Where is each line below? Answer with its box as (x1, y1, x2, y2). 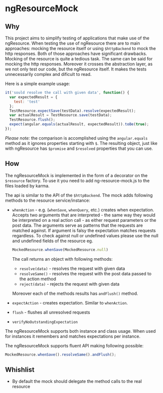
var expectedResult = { (9, 94, 57, 100)
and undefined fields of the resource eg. (12, 238, 93, 244)
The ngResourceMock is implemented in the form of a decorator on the (5, 172, 148, 178)
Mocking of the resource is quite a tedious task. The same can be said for (5, 56, 153, 61)
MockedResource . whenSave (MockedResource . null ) (12, 247, 109, 252)
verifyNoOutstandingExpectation (12, 320, 78, 324)
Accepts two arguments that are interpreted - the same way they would (12, 212, 156, 218)
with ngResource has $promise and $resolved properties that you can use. (5, 145, 153, 151)
